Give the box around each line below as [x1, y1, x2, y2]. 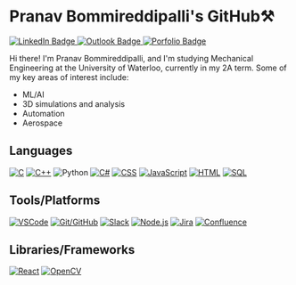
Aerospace [21, 118, 63, 128]
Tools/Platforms [9, 193, 101, 208]
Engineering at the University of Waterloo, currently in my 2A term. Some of [9, 62, 287, 73]
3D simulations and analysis [21, 98, 126, 109]
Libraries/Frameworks [9, 242, 136, 257]
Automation [21, 108, 65, 118]
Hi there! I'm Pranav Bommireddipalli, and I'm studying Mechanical [9, 53, 254, 63]
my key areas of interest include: [9, 71, 129, 82]
